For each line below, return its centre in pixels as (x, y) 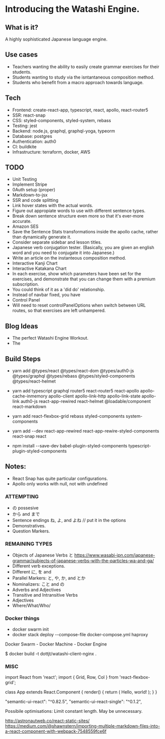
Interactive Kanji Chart (35, 263)
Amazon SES (25, 226)
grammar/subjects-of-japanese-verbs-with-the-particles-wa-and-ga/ (83, 561)
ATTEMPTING (22, 496)
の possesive (25, 508)
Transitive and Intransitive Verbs (45, 595)
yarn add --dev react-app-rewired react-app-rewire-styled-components (85, 431)
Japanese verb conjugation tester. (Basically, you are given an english (83, 248)
